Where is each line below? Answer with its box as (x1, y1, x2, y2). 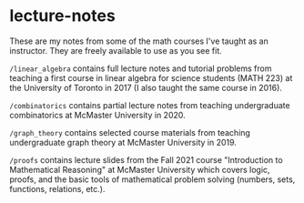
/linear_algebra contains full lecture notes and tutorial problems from (9, 63, 272, 74)
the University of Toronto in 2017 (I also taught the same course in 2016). (9, 82, 282, 93)
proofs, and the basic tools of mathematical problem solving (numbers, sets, (9, 174, 296, 185)
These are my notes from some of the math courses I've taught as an (9, 36, 269, 46)
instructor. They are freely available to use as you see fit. (9, 45, 222, 56)
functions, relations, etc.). (9, 183, 106, 194)
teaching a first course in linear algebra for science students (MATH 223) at (9, 72, 293, 83)
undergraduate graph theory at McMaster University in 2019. (9, 137, 237, 147)
